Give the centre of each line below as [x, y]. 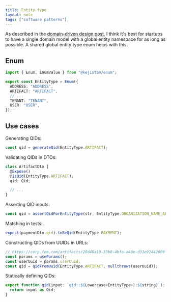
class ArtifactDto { [27, 167]
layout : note [19, 15]
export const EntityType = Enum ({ [42, 82]
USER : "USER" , [25, 105]
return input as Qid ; [33, 290]
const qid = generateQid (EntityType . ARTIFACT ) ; [57, 148]
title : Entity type [26, 10]
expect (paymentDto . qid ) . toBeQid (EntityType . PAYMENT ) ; [64, 233]
